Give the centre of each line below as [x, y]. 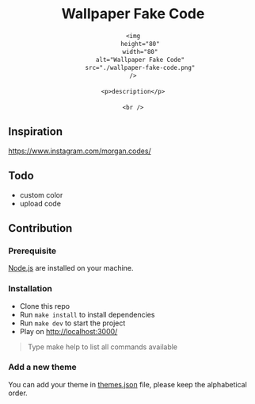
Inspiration [36, 132]
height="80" [140, 44]
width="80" [140, 52]
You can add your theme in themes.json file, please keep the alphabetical [127, 384]
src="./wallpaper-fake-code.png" [140, 67]
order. [18, 393]
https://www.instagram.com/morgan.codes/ [80, 151]
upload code [40, 203]
